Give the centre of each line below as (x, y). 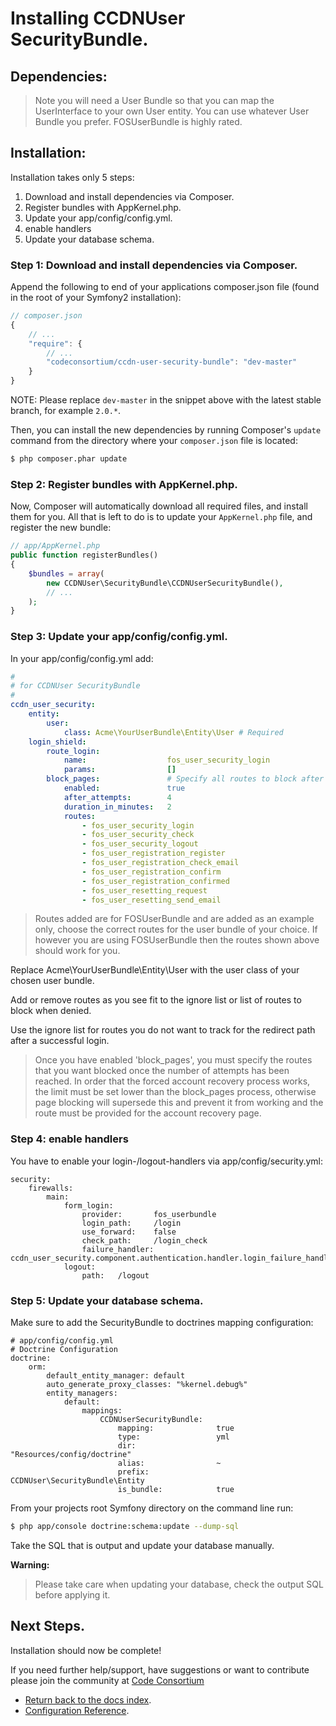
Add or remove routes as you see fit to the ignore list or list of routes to (156, 1000)
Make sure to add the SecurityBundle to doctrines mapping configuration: (162, 1323)
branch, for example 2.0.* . (66, 411)
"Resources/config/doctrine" (71, 1455)
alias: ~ (169, 1463)
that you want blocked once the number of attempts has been (162, 1071)
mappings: (102, 1411)
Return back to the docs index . (88, 1699)
